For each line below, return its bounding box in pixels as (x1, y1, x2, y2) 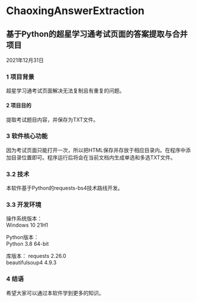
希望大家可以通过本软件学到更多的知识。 (6, 289, 104, 296)
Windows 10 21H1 (6, 222, 48, 229)
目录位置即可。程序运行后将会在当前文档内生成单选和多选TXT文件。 (11, 154, 176, 161)
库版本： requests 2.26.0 (6, 253, 66, 260)
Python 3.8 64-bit (6, 240, 49, 247)
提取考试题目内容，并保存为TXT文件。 (6, 116, 99, 123)
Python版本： (6, 234, 39, 241)
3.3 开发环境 (6, 201, 42, 209)
